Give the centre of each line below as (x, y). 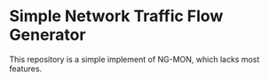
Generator (47, 35)
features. (26, 69)
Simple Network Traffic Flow (116, 16)
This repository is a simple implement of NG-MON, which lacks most (134, 59)
